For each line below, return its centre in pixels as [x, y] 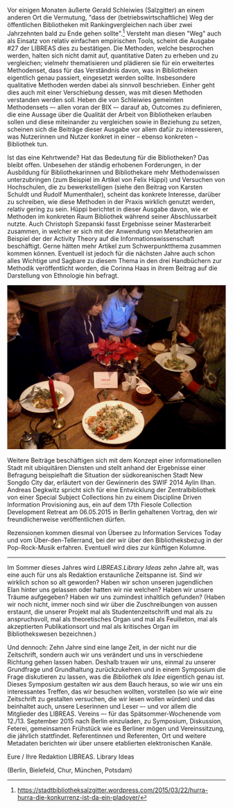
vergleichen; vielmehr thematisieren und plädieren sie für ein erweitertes [111, 62]
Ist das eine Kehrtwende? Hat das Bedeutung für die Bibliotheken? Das [108, 157]
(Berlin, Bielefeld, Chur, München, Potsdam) [70, 771]
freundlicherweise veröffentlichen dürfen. [67, 519]
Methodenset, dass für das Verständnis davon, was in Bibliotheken [102, 70]
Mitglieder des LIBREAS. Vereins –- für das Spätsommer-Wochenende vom [114, 714]
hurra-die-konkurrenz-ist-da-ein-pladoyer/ [78, 798]
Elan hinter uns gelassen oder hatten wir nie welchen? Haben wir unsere [110, 590]
